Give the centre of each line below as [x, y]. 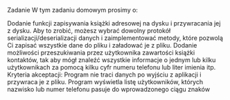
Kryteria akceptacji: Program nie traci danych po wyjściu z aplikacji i [104, 74]
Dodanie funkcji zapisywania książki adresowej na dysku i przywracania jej [114, 23]
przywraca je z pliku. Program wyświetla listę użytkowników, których [105, 82]
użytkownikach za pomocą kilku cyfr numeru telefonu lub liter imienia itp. [112, 67]
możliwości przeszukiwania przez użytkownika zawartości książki [101, 52]
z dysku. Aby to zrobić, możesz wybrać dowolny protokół [89, 31]
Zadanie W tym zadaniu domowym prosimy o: [73, 10]
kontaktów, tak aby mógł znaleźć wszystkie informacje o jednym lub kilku [112, 60]
